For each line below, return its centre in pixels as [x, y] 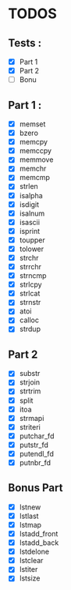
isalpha [31, 195]
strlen [29, 186]
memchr [33, 169]
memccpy [35, 151]
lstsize [30, 578]
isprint [30, 231]
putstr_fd [34, 445]
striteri [30, 427]
